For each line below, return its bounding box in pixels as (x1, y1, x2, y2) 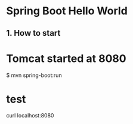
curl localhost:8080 (6, 112, 54, 119)
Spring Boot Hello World (6, 4, 128, 18)
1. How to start (6, 28, 61, 38)
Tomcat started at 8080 (6, 52, 126, 65)
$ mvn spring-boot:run (6, 72, 62, 79)
